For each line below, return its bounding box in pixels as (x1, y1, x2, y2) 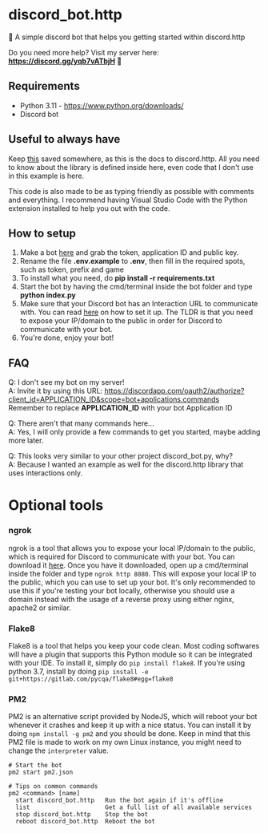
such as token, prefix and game (19, 265, 124, 274)
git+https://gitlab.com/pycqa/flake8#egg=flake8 (8, 675, 174, 683)
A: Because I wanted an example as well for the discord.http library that (8, 459, 244, 470)
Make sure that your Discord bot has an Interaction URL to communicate (19, 299, 258, 309)
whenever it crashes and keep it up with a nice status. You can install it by (8, 720, 252, 730)
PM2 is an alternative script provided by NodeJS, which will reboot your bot (8, 712, 258, 722)
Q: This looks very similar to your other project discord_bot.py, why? (8, 451, 234, 461)
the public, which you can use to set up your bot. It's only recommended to (8, 577, 256, 587)
